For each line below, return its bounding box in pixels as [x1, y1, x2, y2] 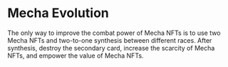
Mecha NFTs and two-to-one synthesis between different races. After [7, 36, 212, 44]
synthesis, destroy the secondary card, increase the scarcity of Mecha [7, 43, 215, 52]
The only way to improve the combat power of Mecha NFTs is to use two [7, 29, 221, 37]
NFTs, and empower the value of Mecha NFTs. [7, 51, 144, 60]
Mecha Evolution [7, 5, 109, 21]
